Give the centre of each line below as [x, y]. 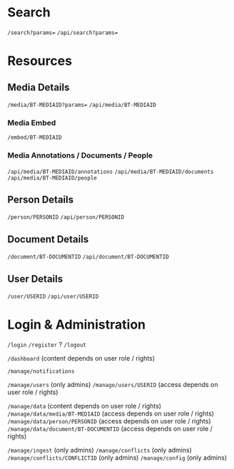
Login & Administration [77, 325]
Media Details [39, 87]
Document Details [48, 239]
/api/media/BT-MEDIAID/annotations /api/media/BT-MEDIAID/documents [111, 172]
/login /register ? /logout [47, 344]
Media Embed [32, 123]
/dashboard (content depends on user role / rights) [81, 358]
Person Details [40, 199]
